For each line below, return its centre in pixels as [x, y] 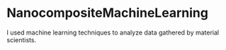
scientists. [22, 39]
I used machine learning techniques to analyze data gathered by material [113, 32]
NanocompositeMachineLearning [107, 13]
